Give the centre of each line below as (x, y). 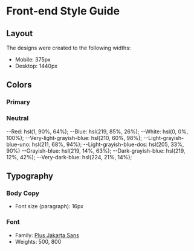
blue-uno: (18, 144)
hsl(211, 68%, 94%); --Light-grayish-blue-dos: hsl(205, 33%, (108, 144)
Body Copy (23, 193)
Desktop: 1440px (36, 66)
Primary (18, 102)
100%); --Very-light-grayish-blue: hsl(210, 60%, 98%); (74, 138)
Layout (20, 33)
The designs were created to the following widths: (69, 48)
